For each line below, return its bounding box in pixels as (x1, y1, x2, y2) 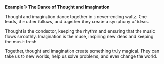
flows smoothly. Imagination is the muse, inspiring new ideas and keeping (5, 34, 154, 39)
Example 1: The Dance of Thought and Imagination (5, 4, 110, 10)
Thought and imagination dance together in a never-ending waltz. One (5, 14, 147, 19)
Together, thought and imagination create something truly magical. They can (5, 48, 160, 54)
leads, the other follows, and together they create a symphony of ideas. (5, 19, 149, 24)
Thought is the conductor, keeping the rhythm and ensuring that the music (5, 28, 155, 34)
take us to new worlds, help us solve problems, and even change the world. (5, 53, 158, 59)
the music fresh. (5, 39, 38, 44)
